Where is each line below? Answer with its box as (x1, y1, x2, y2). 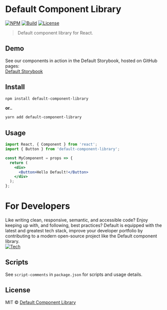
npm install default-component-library (5, 96, 89, 101)
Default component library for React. (17, 30, 93, 36)
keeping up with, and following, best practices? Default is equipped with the (5, 222, 162, 228)
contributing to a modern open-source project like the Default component (5, 233, 157, 239)
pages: (5, 63, 20, 69)
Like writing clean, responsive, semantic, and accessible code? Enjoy (5, 217, 148, 223)
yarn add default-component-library (5, 115, 82, 120)
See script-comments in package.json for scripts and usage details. (5, 271, 143, 277)
